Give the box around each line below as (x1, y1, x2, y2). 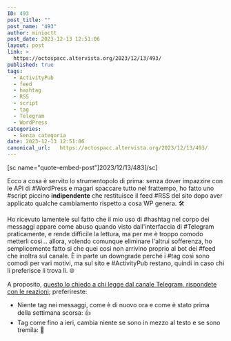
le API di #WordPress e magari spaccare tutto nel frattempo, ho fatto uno (7, 184, 214, 192)
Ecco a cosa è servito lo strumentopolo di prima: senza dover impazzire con (7, 177, 223, 185)
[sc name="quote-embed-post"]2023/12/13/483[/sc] (7, 163, 158, 172)
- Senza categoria (13, 132, 67, 138)
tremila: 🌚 (17, 326, 45, 334)
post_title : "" (7, 17, 51, 23)
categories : (7, 125, 41, 132)
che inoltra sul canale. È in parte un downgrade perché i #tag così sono (7, 252, 210, 260)
